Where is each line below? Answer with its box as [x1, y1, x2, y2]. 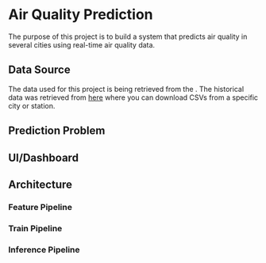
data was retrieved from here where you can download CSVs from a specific [8, 93, 259, 102]
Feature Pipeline [8, 201, 73, 212]
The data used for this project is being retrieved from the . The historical [8, 84, 245, 93]
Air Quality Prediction [8, 6, 153, 24]
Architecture [8, 177, 73, 191]
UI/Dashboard [8, 151, 79, 164]
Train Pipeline [8, 223, 63, 234]
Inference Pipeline [8, 244, 81, 255]
